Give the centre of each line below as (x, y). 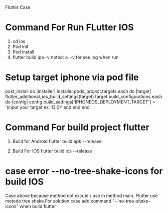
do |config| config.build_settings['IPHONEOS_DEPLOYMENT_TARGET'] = (80, 101)
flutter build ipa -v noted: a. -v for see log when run (65, 57)
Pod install (23, 51)
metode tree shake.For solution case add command (58, 201)
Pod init (20, 46)
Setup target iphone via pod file (72, 77)
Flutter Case (18, 7)
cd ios (19, 41)
